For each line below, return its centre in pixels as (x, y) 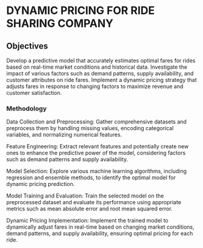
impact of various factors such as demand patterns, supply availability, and (100, 73)
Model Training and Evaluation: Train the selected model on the (85, 196)
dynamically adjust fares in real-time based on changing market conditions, (101, 227)
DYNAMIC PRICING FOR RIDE (81, 11)
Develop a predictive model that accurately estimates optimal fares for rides (101, 60)
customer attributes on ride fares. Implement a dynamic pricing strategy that (101, 80)
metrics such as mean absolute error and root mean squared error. (89, 209)
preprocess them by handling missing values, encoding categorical (90, 128)
